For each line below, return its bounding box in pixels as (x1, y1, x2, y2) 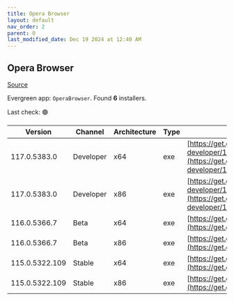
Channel (75, 127, 104, 137)
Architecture (114, 127, 157, 137)
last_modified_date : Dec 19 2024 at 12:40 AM (7, 36, 141, 43)
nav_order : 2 (7, 23, 45, 30)
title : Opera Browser (7, 10, 70, 17)
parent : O (7, 29, 36, 37)
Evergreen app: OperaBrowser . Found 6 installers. (7, 93, 147, 102)
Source (7, 80, 28, 88)
